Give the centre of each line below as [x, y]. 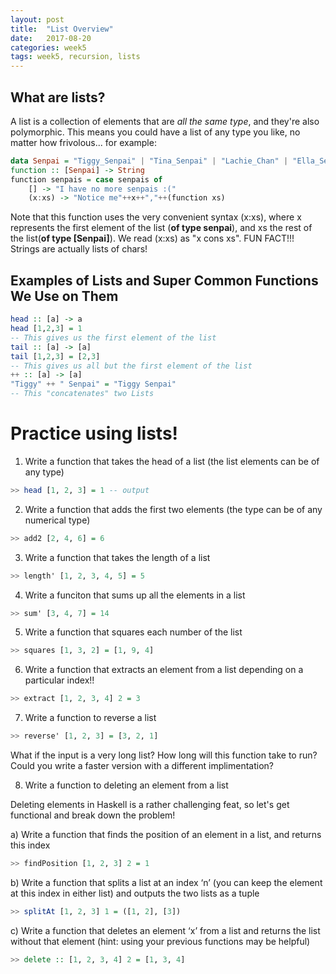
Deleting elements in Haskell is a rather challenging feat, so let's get [150, 805]
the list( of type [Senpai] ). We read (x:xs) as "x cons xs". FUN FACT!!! [152, 238]
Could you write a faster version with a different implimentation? [142, 766]
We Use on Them [64, 296]
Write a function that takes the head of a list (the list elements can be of [172, 461]
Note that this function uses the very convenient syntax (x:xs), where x [156, 217]
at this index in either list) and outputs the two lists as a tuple [135, 893]
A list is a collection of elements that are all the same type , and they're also [165, 121]
